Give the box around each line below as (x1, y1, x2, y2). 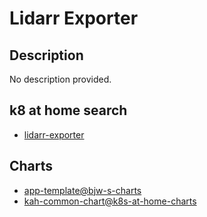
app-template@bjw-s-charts (23, 184, 142, 196)
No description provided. (9, 73, 112, 85)
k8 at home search (9, 102, 128, 119)
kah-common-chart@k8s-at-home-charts (23, 195, 197, 207)
